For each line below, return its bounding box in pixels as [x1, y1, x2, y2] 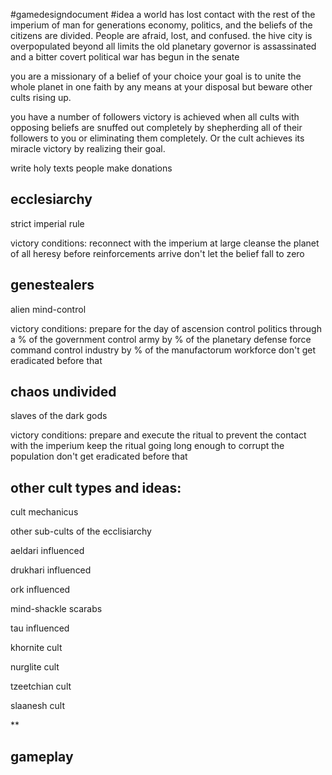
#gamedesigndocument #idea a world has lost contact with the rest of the [10, 9, 316, 20]
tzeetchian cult [10, 680, 72, 693]
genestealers [10, 277, 95, 294]
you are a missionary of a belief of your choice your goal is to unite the [10, 70, 302, 82]
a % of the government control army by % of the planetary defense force [10, 333, 312, 345]
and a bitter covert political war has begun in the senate [10, 51, 240, 63]
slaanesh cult [10, 700, 65, 712]
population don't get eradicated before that [10, 450, 188, 463]
